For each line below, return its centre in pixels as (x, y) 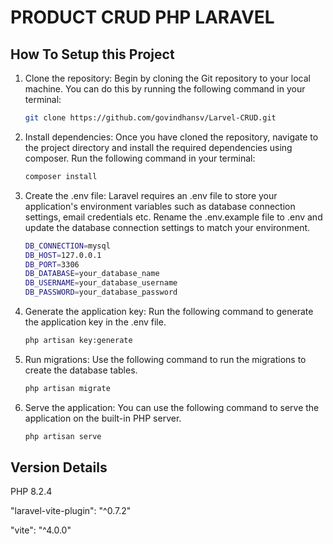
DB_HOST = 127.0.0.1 (63, 255)
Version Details (59, 467)
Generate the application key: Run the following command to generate (169, 311)
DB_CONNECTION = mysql (67, 246)
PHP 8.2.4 (31, 492)
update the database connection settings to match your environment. (167, 227)
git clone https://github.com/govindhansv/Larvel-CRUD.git (150, 118)
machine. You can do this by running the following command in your (165, 89)
